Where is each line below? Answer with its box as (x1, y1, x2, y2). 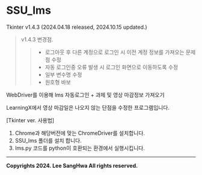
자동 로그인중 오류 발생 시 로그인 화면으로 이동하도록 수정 (44, 64, 179, 71)
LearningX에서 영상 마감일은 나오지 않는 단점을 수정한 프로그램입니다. (6, 104, 170, 111)
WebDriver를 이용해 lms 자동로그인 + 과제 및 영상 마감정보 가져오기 (6, 91, 165, 98)
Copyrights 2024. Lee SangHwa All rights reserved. (6, 162, 138, 169)
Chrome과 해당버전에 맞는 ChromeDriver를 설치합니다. (14, 129, 145, 137)
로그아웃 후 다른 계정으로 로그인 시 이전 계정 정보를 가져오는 (44, 49, 185, 56)
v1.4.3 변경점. (20, 35, 54, 43)
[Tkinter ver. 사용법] (6, 116, 55, 123)
